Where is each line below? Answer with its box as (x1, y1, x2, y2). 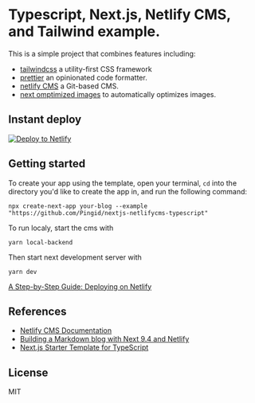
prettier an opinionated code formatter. (19, 72, 147, 82)
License (8, 366, 49, 379)
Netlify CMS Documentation (19, 326, 112, 335)
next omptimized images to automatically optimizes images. (19, 89, 217, 99)
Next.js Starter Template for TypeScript (19, 342, 149, 352)
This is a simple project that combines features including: (8, 49, 196, 58)
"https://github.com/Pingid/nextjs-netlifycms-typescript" (8, 209, 209, 217)
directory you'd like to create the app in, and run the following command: (8, 186, 248, 196)
